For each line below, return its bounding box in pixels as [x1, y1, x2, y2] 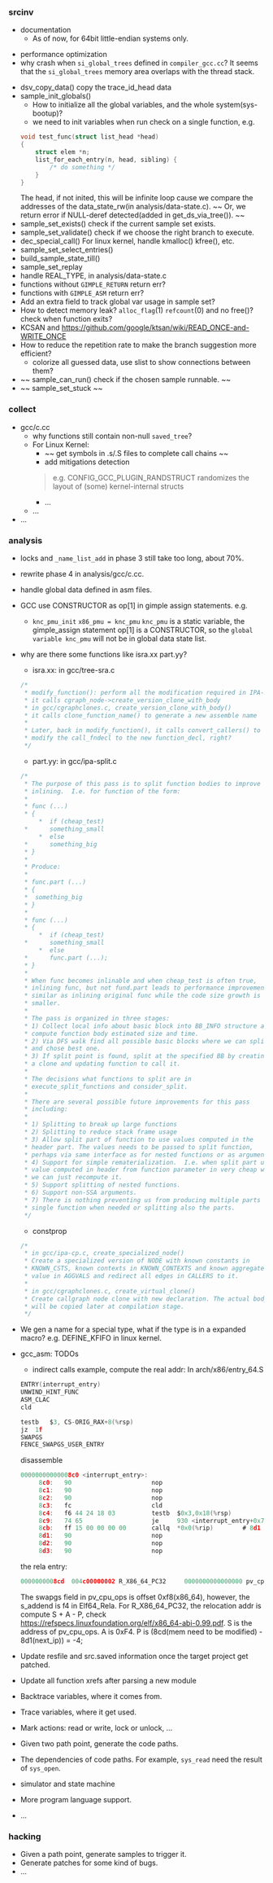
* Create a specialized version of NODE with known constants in [24, 1257, 250, 1265]
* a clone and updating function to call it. [24, 1060, 181, 1069]
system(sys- [215, 100, 258, 110]
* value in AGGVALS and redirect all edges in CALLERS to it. [24, 1272, 240, 1280]
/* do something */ [50, 163, 115, 171]
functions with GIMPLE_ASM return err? [19, 288, 145, 298]
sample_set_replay [19, 262, 83, 272]
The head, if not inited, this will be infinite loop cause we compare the [19, 193, 253, 203]
